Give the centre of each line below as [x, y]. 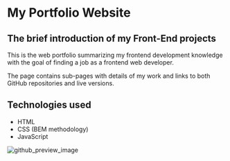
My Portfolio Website [69, 13]
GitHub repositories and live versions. [61, 83]
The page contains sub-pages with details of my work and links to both [109, 76]
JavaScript [33, 136]
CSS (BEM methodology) [53, 129]
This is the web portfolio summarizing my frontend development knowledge [115, 55]
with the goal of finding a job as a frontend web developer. [91, 62]
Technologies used [49, 105]
